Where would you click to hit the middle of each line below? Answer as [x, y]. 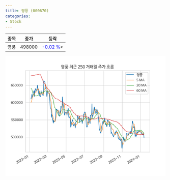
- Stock [13, 21]
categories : [18, 16]
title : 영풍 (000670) [27, 11]
